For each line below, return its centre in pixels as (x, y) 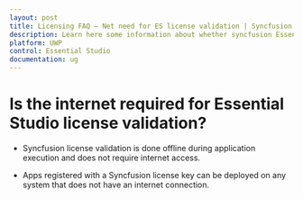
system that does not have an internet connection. (116, 185)
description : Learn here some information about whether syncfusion (141, 34)
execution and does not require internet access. (111, 158)
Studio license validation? (108, 123)
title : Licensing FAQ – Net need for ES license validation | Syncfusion (151, 26)
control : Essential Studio (60, 51)
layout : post (34, 18)
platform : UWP (36, 43)
